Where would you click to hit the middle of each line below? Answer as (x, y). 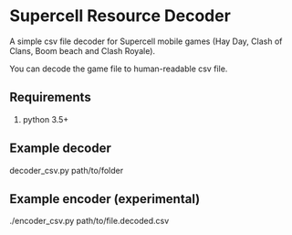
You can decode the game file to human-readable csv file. (119, 69)
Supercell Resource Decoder (120, 16)
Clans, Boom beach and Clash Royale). (83, 50)
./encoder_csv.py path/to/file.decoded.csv (89, 221)
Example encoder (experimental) (105, 199)
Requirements (50, 97)
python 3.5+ (46, 119)
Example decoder (60, 149)
